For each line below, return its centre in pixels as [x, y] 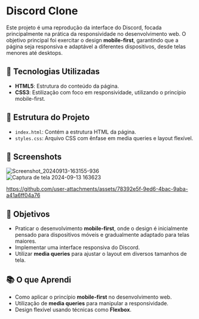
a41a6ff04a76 [23, 196]
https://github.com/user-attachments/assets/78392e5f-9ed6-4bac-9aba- [97, 189]
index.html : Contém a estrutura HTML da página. [75, 132]
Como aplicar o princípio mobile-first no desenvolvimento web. [93, 297]
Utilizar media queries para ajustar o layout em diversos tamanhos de [101, 254]
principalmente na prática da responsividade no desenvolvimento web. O [96, 33]
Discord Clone [42, 11]
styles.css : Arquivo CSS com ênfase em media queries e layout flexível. [104, 138]
